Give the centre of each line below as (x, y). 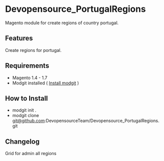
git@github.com (29, 121)
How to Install (27, 98)
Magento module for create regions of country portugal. (62, 23)
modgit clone (26, 116)
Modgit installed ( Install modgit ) (46, 83)
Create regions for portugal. (33, 50)
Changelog (22, 141)
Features (19, 38)
